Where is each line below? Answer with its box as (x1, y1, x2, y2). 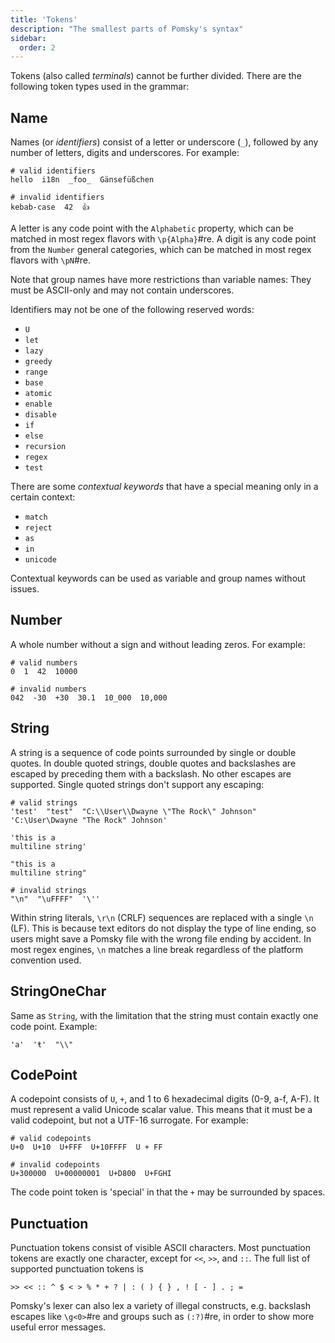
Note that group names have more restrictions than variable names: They (10, 274, 312, 286)
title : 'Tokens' (10, 14, 78, 25)
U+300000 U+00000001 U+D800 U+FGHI (10, 1169, 172, 1179)
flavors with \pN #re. (10, 254, 92, 266)
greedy (24, 357, 53, 367)
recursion (24, 442, 67, 452)
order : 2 (19, 42, 56, 53)
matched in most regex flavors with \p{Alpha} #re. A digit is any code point (10, 233, 317, 245)
